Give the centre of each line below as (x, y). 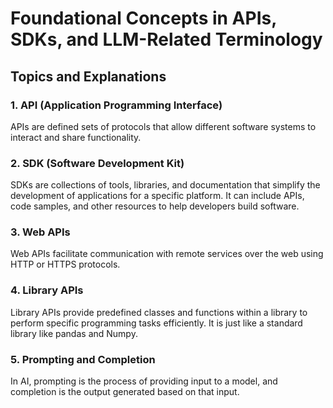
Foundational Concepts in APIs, (143, 18)
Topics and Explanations (88, 76)
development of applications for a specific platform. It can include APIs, (157, 196)
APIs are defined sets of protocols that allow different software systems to (163, 126)
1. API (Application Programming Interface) (116, 105)
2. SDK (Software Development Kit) (97, 163)
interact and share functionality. (76, 137)
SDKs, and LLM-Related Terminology (166, 39)
